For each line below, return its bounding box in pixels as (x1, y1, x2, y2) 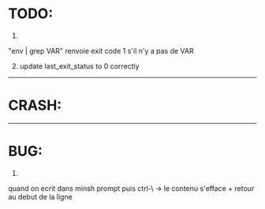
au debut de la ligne (8, 192, 73, 201)
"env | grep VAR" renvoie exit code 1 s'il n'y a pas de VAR (8, 46, 195, 55)
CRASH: (8, 96, 62, 114)
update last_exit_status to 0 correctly (19, 61, 140, 71)
